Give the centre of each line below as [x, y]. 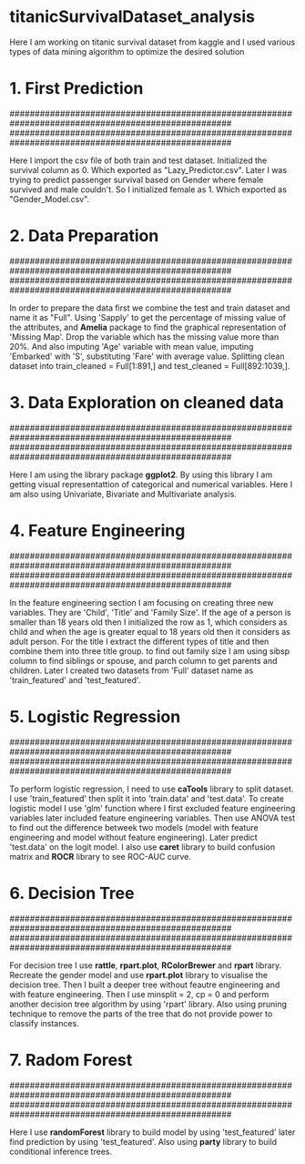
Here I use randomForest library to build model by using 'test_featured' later [152, 1132]
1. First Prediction [76, 89]
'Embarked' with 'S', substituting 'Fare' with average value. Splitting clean [147, 356]
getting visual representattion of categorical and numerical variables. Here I [151, 484]
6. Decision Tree [72, 893]
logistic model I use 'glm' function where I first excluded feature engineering [152, 808]
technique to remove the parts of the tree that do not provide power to [141, 1014]
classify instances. [44, 1023]
